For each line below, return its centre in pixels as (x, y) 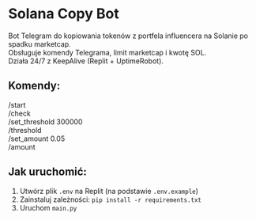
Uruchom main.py (48, 207)
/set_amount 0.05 (37, 138)
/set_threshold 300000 (45, 121)
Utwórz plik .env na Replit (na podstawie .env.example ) (109, 191)
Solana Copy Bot (64, 14)
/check (20, 113)
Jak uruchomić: (47, 172)
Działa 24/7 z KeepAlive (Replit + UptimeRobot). (86, 61)
